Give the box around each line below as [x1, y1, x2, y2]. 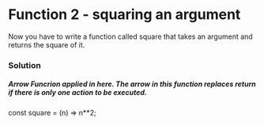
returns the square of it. [8, 40, 85, 49]
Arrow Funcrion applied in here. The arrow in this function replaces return [8, 79, 256, 89]
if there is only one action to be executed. [8, 88, 148, 97]
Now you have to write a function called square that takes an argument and [8, 32, 253, 41]
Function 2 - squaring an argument [8, 6, 241, 24]
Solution [8, 59, 42, 70]
